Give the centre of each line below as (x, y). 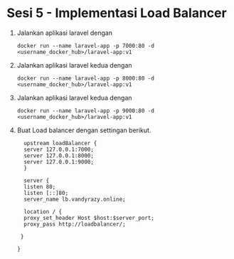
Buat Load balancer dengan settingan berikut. (84, 130)
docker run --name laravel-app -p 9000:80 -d (85, 111)
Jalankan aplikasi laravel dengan (65, 33)
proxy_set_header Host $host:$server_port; (89, 218)
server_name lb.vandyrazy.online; (75, 199)
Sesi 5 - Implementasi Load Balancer (117, 13)
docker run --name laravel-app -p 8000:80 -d (85, 78)
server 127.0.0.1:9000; (59, 162)
